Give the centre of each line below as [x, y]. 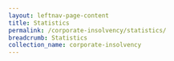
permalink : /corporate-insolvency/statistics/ [87, 30]
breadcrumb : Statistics [48, 38]
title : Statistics [39, 23]
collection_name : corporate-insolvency [75, 45]
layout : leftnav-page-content [59, 15]
